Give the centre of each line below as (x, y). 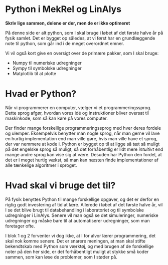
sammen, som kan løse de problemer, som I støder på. (61, 257)
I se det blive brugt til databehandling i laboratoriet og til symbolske (75, 210)
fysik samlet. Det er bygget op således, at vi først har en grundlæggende (80, 38)
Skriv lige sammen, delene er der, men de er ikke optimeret (68, 23)
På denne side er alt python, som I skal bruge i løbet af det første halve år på (84, 33)
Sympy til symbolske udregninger (47, 68)
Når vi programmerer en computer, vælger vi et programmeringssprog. (78, 107)
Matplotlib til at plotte (34, 73)
